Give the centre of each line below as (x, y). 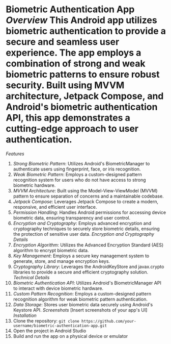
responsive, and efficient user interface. (55, 207)
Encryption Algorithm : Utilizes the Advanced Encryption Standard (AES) (88, 245)
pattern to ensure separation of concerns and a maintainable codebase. (89, 196)
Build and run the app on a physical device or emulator (70, 336)
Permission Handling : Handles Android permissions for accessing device (90, 212)
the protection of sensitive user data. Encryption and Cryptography (84, 234)
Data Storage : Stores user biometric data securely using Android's (83, 304)
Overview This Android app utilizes (81, 20)
